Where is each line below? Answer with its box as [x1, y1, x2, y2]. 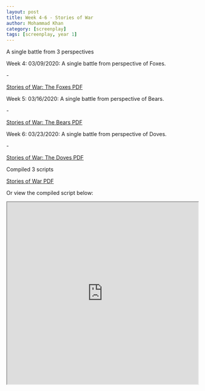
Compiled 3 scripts [6, 166, 54, 173]
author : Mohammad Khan [6, 20, 64, 26]
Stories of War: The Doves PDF [6, 154, 84, 161]
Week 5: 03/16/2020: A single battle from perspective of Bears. [6, 95, 165, 103]
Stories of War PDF [6, 177, 55, 185]
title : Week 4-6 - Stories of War [6, 15, 94, 21]
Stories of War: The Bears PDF [6, 119, 83, 126]
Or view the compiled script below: [6, 189, 94, 197]
